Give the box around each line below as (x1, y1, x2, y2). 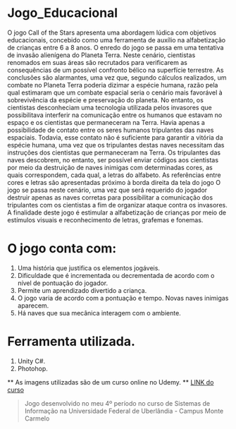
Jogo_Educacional (7, 5, 118, 21)
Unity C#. (17, 356, 46, 365)
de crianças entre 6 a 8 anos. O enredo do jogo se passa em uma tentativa (7, 43, 224, 52)
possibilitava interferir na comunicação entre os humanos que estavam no (7, 111, 223, 119)
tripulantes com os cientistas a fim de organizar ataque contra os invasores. (7, 200, 228, 209)
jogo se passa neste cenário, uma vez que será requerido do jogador (7, 186, 208, 194)
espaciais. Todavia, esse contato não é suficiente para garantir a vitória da (7, 133, 223, 142)
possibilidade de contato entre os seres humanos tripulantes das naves (7, 126, 214, 134)
